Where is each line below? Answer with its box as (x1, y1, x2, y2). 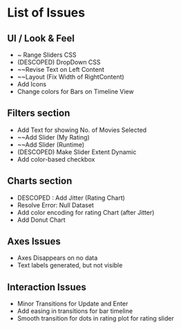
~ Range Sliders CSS (17, 50, 77, 59)
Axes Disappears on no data (17, 254, 98, 262)
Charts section (7, 175, 73, 187)
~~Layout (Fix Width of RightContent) (17, 73, 124, 81)
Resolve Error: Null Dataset (17, 200, 95, 209)
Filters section (7, 107, 70, 119)
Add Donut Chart (17, 216, 66, 224)
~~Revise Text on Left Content (17, 66, 105, 73)
